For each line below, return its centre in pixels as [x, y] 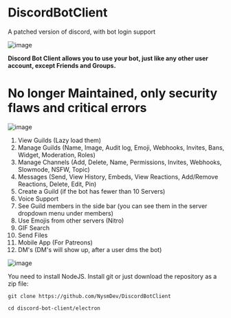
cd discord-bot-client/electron [54, 308]
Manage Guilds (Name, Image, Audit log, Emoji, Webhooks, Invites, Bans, [121, 147]
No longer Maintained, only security [113, 93]
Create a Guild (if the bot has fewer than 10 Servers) [91, 191]
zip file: [18, 284]
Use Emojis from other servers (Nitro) [71, 220]
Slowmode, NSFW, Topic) [54, 169]
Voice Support [38, 198]
